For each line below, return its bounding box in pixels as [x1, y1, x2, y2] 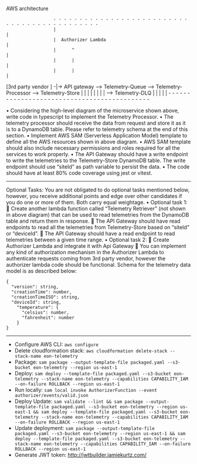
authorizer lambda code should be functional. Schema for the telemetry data [6, 261, 191, 268]
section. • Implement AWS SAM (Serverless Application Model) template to [6, 132, 188, 139]
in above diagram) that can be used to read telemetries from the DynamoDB [6, 211, 189, 218]
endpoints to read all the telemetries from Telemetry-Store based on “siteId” [6, 224, 189, 231]
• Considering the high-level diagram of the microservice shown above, [6, 107, 179, 114]
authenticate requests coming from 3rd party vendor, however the [6, 255, 166, 262]
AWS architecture [6, 5, 49, 12]
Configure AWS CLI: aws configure [14, 341, 98, 348]
